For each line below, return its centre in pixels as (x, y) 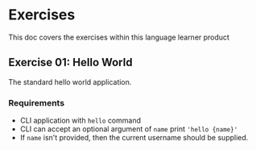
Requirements (37, 102)
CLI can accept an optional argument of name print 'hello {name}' (129, 129)
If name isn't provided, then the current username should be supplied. (134, 138)
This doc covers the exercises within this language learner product (119, 37)
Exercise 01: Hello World (70, 62)
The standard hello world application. (70, 81)
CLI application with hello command (80, 121)
